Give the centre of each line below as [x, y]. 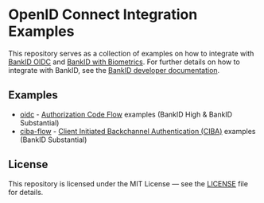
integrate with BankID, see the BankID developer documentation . [114, 70]
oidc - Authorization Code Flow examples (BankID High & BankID [126, 114]
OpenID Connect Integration [103, 15]
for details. [26, 192]
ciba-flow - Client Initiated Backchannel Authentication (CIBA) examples [138, 131]
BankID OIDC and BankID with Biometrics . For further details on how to [124, 62]
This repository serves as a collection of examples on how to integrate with [131, 53]
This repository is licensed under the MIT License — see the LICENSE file [128, 183]
